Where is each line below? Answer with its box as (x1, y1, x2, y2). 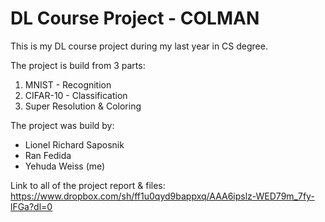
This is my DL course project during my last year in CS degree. (10, 40, 268, 52)
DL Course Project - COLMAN (10, 7, 260, 30)
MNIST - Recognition (24, 78, 112, 91)
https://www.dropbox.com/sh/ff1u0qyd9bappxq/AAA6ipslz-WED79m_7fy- (10, 190, 315, 202)
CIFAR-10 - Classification (24, 89, 128, 101)
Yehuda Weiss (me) (24, 160, 106, 172)
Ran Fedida (24, 149, 72, 161)
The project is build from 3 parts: (10, 59, 146, 71)
